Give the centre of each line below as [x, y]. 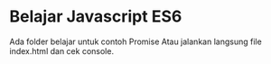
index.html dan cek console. [62, 50]
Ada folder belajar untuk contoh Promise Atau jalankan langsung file [135, 41]
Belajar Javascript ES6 [96, 17]
